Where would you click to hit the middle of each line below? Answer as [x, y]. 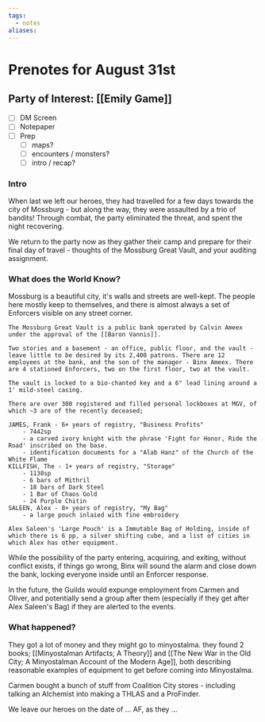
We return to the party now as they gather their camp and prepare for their [130, 242]
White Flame [28, 460]
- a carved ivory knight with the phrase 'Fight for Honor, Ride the [140, 439]
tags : [17, 15]
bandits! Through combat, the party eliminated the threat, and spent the [125, 218]
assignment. [29, 259]
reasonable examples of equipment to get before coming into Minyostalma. [131, 670]
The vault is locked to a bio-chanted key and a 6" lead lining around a [133, 383]
